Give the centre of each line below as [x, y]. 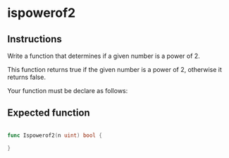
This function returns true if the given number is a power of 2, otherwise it [114, 69]
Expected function [49, 113]
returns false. [26, 77]
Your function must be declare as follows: [68, 91]
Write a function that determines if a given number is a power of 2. [104, 56]
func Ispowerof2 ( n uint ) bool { [55, 135]
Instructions [35, 39]
